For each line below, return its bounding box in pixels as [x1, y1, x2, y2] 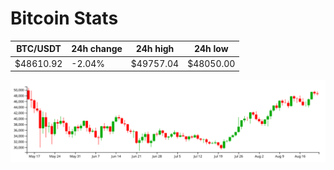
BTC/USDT [16, 43, 62, 55]
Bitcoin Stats [10, 7, 119, 30]
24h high [135, 43, 175, 55]
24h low [193, 43, 229, 55]
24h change [71, 43, 123, 55]
